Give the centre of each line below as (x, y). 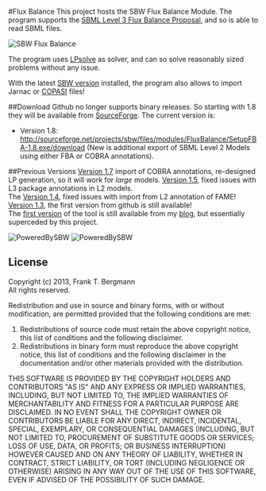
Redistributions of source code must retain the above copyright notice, (135, 329)
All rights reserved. (39, 290)
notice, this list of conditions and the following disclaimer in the (123, 354)
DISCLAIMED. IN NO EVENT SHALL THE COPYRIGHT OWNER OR (115, 412)
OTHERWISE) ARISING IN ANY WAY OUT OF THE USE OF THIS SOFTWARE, (132, 471)
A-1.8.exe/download (52, 147)
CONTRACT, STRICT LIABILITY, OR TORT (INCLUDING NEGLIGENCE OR (127, 462)
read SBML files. (35, 28)
